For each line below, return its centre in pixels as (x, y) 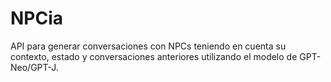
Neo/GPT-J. (34, 67)
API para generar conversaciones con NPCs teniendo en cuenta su (148, 46)
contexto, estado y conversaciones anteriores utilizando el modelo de (154, 56)
